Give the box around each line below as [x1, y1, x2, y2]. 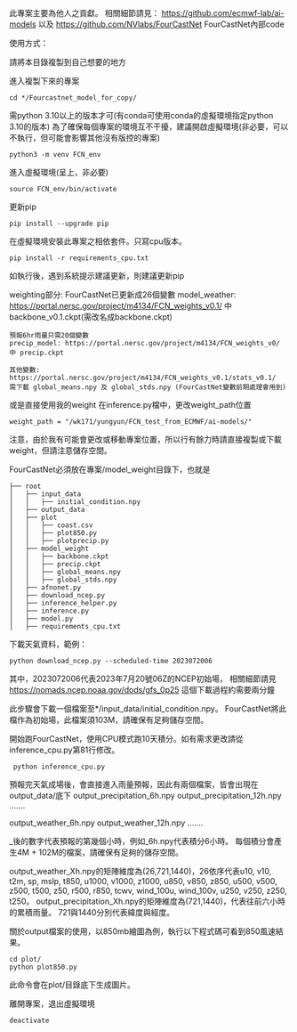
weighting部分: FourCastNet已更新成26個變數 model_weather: [9, 289, 237, 300]
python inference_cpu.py [12, 762, 105, 771]
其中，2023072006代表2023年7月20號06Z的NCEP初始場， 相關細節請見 [9, 673, 277, 684]
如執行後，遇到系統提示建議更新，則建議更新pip [9, 271, 185, 280]
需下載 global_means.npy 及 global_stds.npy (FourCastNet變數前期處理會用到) [9, 383, 287, 392]
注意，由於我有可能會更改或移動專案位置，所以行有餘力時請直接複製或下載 [9, 435, 282, 444]
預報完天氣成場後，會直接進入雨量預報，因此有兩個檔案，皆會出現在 [9, 779, 259, 790]
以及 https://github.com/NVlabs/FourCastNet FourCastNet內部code [38, 19, 285, 29]
